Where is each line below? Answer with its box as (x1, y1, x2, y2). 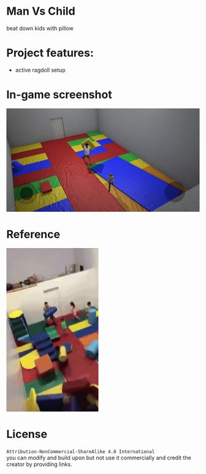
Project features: (6, 46, 94, 60)
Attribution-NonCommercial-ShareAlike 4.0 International (6, 448, 155, 454)
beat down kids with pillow (6, 24, 74, 32)
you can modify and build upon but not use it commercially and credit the (6, 454, 191, 461)
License (6, 427, 48, 441)
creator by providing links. (6, 461, 72, 468)
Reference (6, 228, 60, 241)
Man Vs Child (6, 4, 75, 18)
